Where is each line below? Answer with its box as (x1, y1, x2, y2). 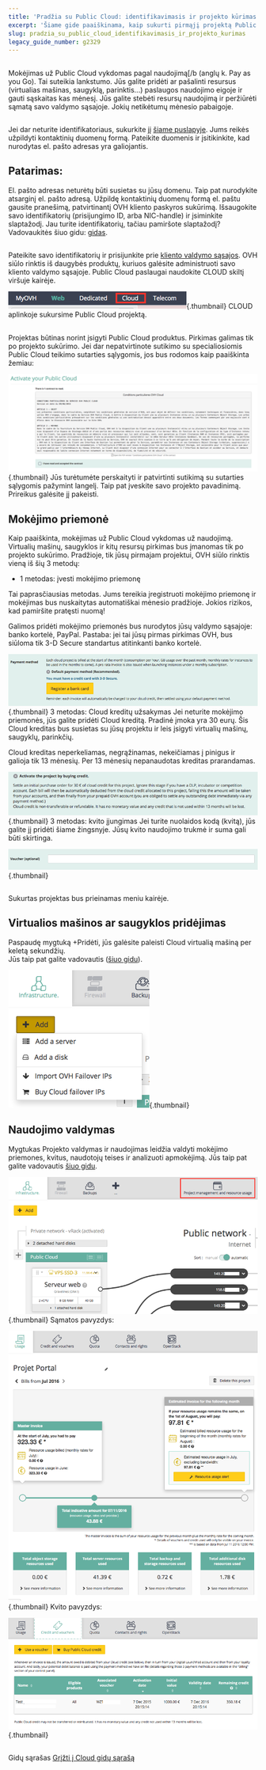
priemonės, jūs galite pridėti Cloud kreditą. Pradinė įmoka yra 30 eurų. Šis (8, 715, 249, 724)
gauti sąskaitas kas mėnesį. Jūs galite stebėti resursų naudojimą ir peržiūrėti (8, 93, 257, 103)
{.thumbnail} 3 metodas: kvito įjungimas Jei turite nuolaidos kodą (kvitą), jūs (8, 816, 256, 826)
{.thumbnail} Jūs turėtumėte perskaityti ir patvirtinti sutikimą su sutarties (8, 473, 244, 482)
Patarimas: (8, 165, 63, 178)
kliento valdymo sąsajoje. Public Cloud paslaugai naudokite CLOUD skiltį (8, 268, 245, 277)
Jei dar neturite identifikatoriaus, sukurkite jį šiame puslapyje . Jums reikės (8, 125, 249, 135)
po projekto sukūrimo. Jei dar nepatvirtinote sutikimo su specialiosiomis (8, 341, 243, 351)
